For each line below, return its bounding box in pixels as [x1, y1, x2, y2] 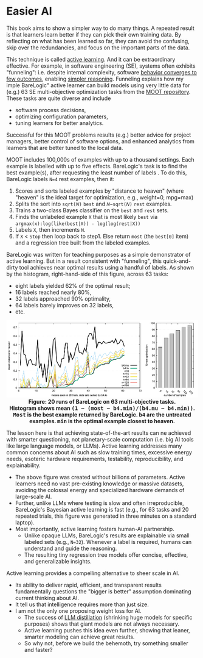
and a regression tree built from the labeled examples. [15, 239, 151, 246]
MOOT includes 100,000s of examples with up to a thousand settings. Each [6, 156, 194, 163]
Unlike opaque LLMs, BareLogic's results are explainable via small [24, 532, 190, 539]
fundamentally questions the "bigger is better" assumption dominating [15, 587, 191, 595]
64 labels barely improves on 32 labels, [15, 301, 114, 309]
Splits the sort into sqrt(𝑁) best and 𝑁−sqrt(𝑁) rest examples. [15, 200, 172, 207]
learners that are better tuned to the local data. [6, 144, 123, 151]
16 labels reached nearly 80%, [15, 288, 92, 296]
